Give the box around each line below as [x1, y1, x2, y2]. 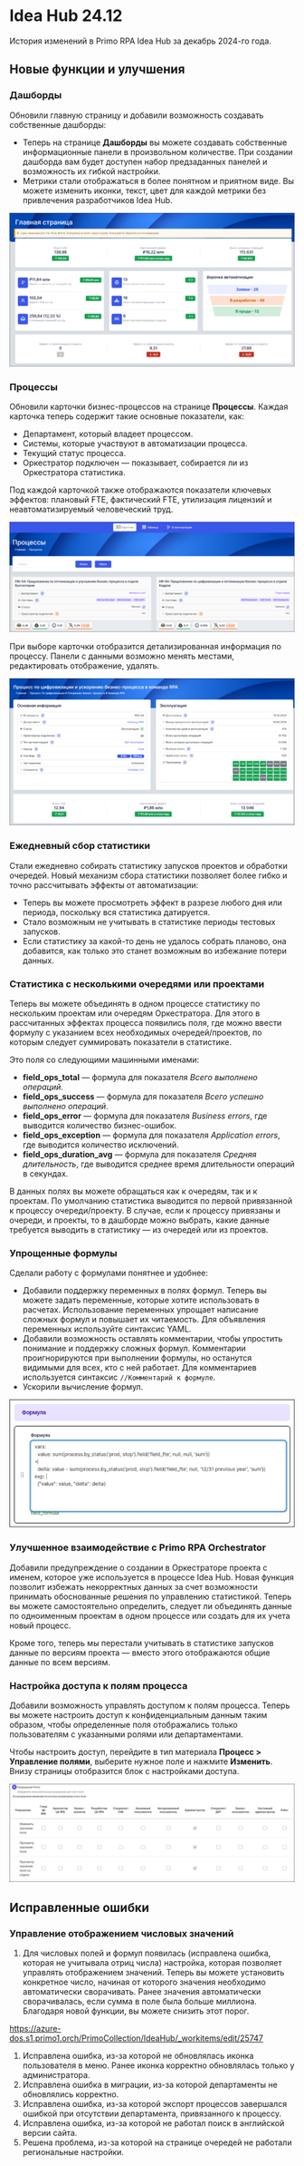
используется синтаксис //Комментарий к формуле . [22, 1371, 216, 1383]
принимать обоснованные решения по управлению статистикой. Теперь [9, 1591, 292, 1602]
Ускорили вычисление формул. [22, 1381, 144, 1392]
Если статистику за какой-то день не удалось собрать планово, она [22, 935, 287, 946]
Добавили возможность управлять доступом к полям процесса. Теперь [9, 1700, 290, 1711]
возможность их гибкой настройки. [22, 165, 161, 177]
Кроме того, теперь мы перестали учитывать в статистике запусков [9, 1637, 274, 1648]
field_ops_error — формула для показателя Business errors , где [22, 1110, 268, 1121]
